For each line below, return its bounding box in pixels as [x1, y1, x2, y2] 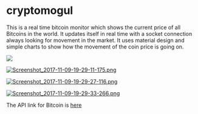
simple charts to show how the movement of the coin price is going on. [6, 43, 184, 50]
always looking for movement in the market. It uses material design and [6, 36, 185, 44]
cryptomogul [6, 4, 73, 18]
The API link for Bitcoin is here [6, 101, 82, 109]
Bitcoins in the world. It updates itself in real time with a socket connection [6, 30, 193, 37]
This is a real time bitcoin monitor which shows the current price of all [6, 24, 181, 31]
